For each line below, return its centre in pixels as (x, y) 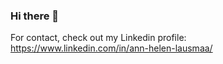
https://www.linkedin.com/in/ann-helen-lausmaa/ (111, 48)
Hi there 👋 (35, 16)
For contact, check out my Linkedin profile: (98, 38)
